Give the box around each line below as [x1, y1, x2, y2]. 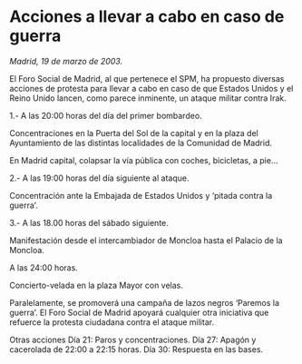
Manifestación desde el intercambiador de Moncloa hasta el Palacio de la [9, 234, 283, 246]
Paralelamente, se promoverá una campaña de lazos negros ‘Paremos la [9, 297, 279, 308]
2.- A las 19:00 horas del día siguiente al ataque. [9, 172, 190, 183]
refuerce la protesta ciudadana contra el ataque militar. [9, 316, 215, 328]
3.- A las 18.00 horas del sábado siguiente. [9, 217, 170, 228]
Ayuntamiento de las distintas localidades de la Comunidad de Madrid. [9, 137, 273, 148]
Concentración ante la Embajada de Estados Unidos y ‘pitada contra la [9, 190, 273, 201]
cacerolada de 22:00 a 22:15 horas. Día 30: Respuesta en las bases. [9, 343, 264, 355]
